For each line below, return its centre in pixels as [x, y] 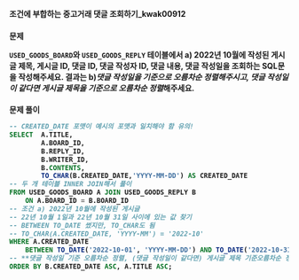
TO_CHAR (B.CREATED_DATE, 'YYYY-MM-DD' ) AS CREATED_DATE [145, 176]
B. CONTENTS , [63, 167]
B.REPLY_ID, [63, 151]
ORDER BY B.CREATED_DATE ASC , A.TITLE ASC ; [91, 267]
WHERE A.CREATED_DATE [49, 242]
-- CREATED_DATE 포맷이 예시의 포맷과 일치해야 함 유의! [102, 127]
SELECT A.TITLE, [41, 135]
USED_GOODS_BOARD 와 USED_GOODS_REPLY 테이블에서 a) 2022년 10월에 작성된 [139, 54]
